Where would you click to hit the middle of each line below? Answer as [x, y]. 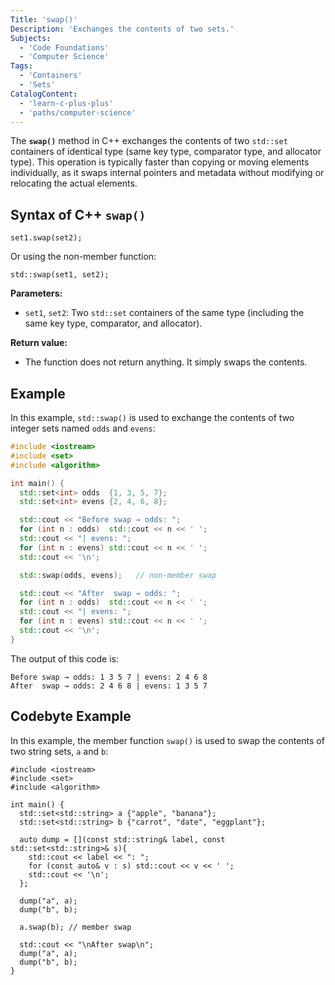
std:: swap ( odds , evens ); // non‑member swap [118, 575]
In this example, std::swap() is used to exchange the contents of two [152, 417]
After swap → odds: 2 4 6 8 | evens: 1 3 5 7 [109, 686]
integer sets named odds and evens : [83, 428]
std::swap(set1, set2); [60, 275]
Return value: [39, 343]
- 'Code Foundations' [64, 47]
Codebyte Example [71, 716]
